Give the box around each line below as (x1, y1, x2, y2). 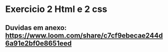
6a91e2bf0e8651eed (5, 39, 72, 47)
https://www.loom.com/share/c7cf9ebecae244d (5, 31, 163, 39)
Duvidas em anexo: (5, 23, 67, 32)
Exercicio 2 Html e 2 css (5, 3, 107, 15)
